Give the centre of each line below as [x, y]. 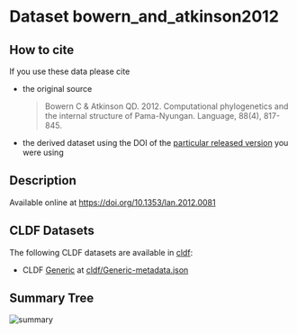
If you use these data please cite [70, 71]
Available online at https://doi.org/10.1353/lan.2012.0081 [112, 202]
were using [43, 152]
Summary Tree [52, 298]
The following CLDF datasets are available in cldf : [101, 252]
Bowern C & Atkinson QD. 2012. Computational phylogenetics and [166, 106]
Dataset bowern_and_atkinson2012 [144, 17]
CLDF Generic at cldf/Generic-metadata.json [105, 270]
